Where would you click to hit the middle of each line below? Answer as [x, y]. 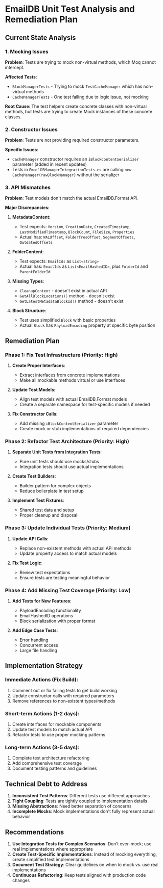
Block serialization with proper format [57, 621]
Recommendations [35, 832]
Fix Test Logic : [27, 563]
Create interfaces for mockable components [57, 724]
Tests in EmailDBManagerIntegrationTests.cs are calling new [72, 170]
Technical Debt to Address [47, 784]
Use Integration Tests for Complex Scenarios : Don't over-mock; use [82, 844]
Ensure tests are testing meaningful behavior [65, 577]
